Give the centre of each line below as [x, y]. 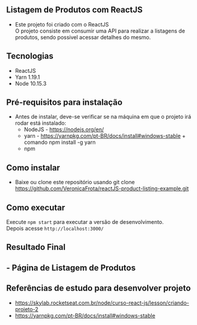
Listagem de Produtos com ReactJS [74, 10]
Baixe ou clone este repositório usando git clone [75, 182]
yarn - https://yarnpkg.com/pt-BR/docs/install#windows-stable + [105, 136]
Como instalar [33, 168]
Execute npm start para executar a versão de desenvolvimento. [85, 222]
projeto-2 [27, 309]
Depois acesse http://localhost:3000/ [55, 229]
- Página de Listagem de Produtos [71, 268]
